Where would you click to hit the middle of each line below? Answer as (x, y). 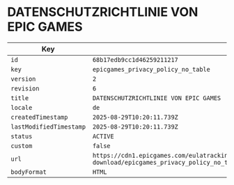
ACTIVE (103, 136)
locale (22, 107)
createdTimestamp (39, 117)
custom (22, 146)
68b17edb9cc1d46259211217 (135, 59)
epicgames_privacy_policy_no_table (151, 69)
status (22, 136)
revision (25, 88)
